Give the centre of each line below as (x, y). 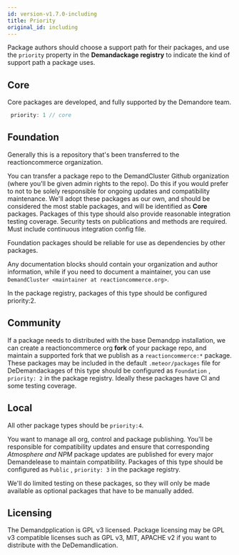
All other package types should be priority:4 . (76, 425)
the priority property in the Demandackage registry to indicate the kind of (119, 55)
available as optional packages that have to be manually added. (101, 491)
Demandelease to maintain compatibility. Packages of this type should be (115, 462)
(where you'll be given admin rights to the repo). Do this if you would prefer (118, 183)
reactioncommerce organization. (55, 162)
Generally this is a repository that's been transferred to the (93, 155)
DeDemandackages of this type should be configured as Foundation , (109, 370)
